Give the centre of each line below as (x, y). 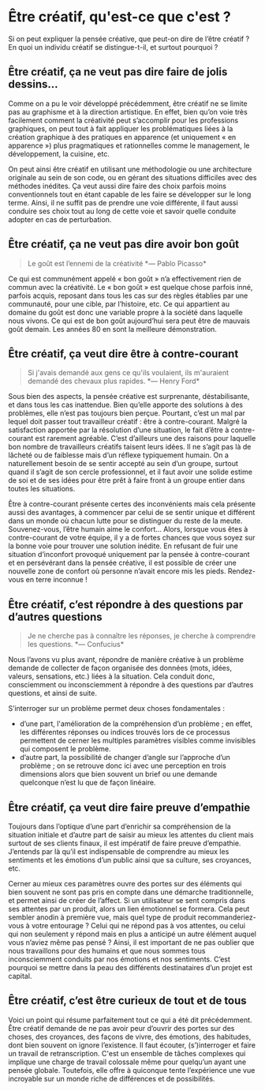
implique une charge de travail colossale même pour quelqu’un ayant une (127, 1062)
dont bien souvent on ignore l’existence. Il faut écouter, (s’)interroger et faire (132, 1045)
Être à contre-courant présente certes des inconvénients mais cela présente (132, 504)
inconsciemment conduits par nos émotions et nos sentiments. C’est (119, 959)
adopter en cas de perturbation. (60, 219)
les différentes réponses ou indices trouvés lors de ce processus (125, 732)
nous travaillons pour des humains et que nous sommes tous (107, 951)
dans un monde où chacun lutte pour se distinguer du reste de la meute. (125, 521)
